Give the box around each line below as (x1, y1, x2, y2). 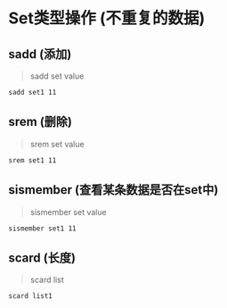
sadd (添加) (8, 46, 72, 62)
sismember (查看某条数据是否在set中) (8, 182, 219, 197)
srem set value (29, 138, 85, 149)
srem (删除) (8, 114, 73, 129)
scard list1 (8, 292, 53, 301)
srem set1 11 (8, 155, 57, 165)
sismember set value (29, 206, 108, 217)
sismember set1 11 (8, 224, 77, 233)
